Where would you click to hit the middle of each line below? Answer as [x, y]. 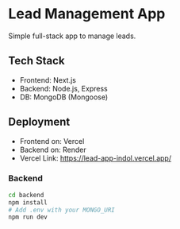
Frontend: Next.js [48, 80]
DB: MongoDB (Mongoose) [64, 97]
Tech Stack [36, 61]
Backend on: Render [53, 149]
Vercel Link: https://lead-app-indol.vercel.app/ [96, 158]
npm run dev [28, 217]
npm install [28, 202]
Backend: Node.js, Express [64, 88]
